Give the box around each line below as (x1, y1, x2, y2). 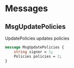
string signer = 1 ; (14, 49, 54, 54)
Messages (5, 3, 48, 14)
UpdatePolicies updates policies (5, 35, 70, 41)
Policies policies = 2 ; (14, 54, 62, 59)
